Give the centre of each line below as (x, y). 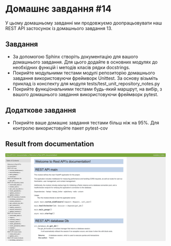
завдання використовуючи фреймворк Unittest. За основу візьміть (85, 78)
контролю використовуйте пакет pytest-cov (60, 128)
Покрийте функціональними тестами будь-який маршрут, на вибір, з (87, 89)
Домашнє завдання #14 (59, 9)
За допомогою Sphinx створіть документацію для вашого (75, 56)
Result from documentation (50, 144)
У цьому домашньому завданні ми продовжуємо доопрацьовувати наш (83, 23)
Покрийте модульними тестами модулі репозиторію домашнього (84, 73)
